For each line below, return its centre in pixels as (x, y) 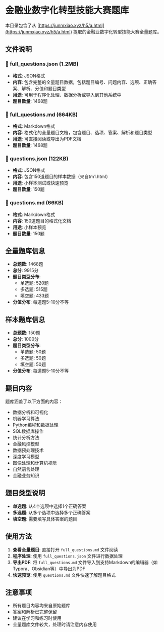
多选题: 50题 (33, 358)
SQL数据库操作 (28, 431)
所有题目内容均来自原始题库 (41, 606)
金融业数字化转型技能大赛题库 (67, 10)
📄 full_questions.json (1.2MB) (42, 64)
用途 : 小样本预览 (29, 227)
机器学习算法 (26, 418)
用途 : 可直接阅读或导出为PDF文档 (47, 139)
